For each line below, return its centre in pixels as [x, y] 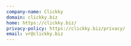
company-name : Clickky [35, 12]
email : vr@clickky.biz [35, 34]
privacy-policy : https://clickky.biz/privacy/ [66, 28]
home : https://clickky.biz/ [42, 23]
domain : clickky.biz [32, 17]
